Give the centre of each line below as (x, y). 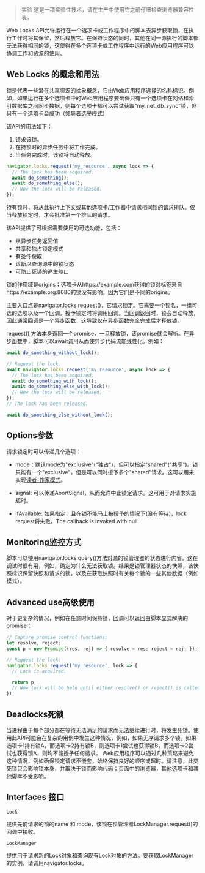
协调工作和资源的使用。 (36, 53)
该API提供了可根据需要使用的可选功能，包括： (64, 228)
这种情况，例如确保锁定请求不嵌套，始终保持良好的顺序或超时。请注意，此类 (103, 761)
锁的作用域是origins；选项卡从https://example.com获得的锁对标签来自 (94, 285)
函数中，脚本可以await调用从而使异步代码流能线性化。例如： (88, 341)
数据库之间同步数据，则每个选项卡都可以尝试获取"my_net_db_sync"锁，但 (104, 105)
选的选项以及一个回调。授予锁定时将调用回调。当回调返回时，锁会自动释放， (103, 313)
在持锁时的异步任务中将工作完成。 (58, 147)
